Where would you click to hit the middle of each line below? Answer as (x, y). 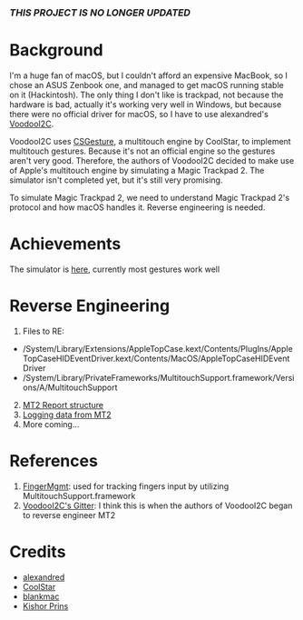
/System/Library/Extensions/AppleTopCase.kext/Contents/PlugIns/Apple (157, 348)
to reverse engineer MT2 (69, 515)
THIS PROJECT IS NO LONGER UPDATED (100, 13)
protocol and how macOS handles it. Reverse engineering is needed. (137, 207)
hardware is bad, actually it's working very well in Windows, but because (146, 104)
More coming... (51, 424)
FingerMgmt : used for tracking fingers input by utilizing (126, 486)
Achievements (65, 244)
